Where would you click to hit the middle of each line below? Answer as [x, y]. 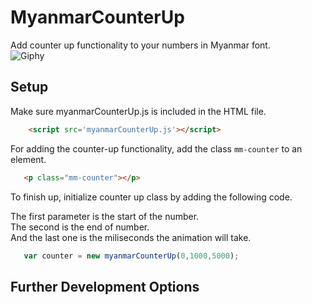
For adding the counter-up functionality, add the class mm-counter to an [156, 148]
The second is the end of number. [80, 227]
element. [28, 159]
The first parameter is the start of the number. [105, 216]
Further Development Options [105, 286]
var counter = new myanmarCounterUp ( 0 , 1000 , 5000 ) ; [131, 256]
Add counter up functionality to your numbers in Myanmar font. [140, 45]
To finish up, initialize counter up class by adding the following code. [151, 197]
